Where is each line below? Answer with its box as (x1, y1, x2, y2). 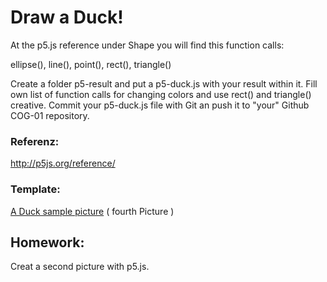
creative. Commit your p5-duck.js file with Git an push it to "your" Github (10, 99, 310, 111)
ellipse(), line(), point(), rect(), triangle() (10, 58, 172, 70)
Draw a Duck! (10, 6, 124, 29)
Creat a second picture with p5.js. (10, 261, 150, 273)
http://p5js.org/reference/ (10, 157, 116, 170)
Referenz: (10, 134, 60, 148)
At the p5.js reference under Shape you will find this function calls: (10, 39, 285, 51)
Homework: (10, 234, 85, 251)
